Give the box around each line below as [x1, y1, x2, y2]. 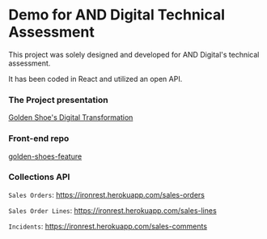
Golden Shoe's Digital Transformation [8, 113, 133, 122]
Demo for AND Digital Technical [8, 6, 225, 24]
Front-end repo [8, 133, 70, 144]
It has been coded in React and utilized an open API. [8, 74, 183, 83]
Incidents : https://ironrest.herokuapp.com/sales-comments [8, 221, 208, 231]
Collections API [8, 172, 70, 183]
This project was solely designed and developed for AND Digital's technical [8, 49, 260, 59]
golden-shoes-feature [8, 152, 83, 161]
